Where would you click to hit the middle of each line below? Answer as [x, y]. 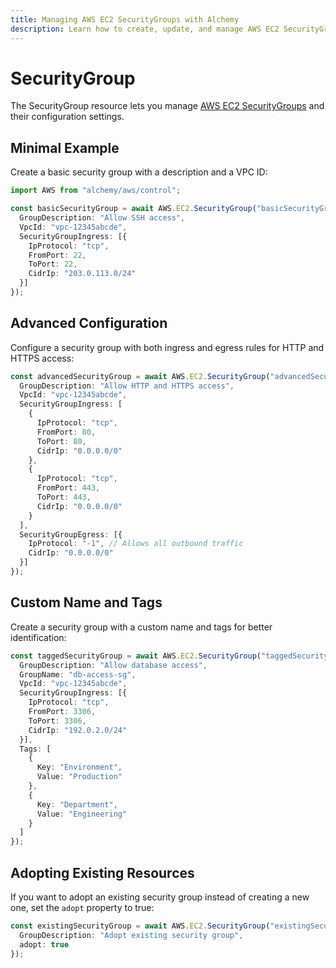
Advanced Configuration [89, 323]
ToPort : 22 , [53, 264]
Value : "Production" [79, 777]
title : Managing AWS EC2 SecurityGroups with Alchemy [125, 19]
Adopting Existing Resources [102, 872]
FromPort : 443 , [68, 488]
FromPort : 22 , [57, 255]
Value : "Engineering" [82, 814]
